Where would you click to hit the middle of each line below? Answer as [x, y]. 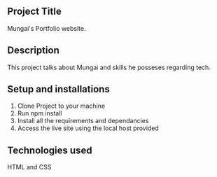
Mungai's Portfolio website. [47, 28]
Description [33, 51]
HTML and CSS [29, 167]
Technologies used [50, 150]
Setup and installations [58, 89]
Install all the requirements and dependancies [83, 121]
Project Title [34, 12]
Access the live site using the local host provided [88, 128]
